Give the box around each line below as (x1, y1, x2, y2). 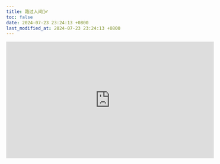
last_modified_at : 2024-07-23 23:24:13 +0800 (6, 25, 120, 31)
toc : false (6, 14, 33, 20)
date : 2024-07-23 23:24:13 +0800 (6, 20, 89, 25)
